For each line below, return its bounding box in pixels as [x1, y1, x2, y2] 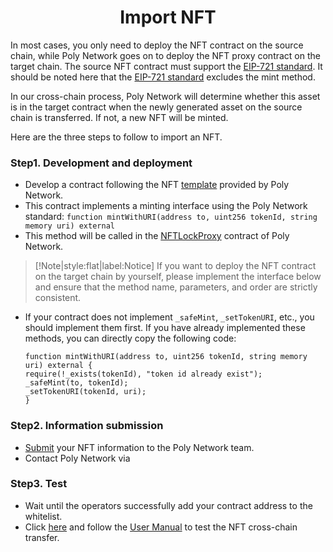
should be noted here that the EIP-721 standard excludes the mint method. [10, 71, 316, 83]
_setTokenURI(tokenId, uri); [24, 387, 147, 397]
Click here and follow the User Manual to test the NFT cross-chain [24, 521, 298, 533]
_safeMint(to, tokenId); [24, 378, 129, 388]
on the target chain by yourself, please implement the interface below [34, 271, 322, 283]
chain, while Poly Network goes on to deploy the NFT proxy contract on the [10, 49, 321, 61]
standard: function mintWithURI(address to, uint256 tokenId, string [24, 211, 318, 223]
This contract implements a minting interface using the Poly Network [24, 200, 308, 212]
